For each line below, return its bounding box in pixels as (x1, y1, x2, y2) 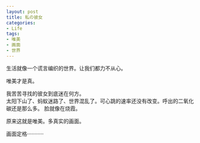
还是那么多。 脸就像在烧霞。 (11, 105, 81, 112)
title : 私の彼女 (6, 14, 43, 20)
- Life (6, 25, 23, 32)
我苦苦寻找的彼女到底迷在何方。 (6, 90, 85, 97)
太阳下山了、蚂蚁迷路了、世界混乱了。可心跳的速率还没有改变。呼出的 (6, 97, 179, 104)
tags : (6, 31, 20, 37)
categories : (6, 20, 36, 26)
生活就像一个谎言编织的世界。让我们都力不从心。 (6, 64, 126, 71)
